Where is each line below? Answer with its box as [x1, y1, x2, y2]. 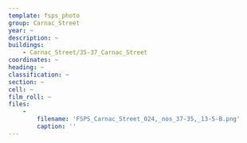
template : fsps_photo [8, 11, 80, 20]
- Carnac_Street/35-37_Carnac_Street [22, 48, 148, 56]
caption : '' [37, 122, 77, 130]
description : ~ [8, 33, 59, 42]
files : [8, 100, 30, 108]
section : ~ [8, 78, 45, 86]
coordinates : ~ [8, 56, 59, 64]
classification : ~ [8, 71, 69, 79]
